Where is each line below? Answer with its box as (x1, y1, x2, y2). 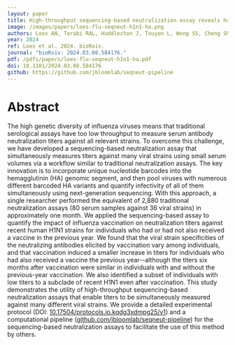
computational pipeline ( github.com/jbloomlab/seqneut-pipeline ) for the (7, 316, 214, 324)
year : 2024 (7, 36, 39, 43)
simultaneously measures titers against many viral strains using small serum (7, 152, 227, 160)
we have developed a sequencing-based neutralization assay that (7, 144, 197, 153)
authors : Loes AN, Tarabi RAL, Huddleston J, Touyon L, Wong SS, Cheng (7, 29, 220, 37)
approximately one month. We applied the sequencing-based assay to (7, 211, 210, 220)
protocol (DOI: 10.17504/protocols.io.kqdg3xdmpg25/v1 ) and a (7, 308, 186, 316)
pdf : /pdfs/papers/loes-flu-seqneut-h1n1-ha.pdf (7, 56, 152, 63)
